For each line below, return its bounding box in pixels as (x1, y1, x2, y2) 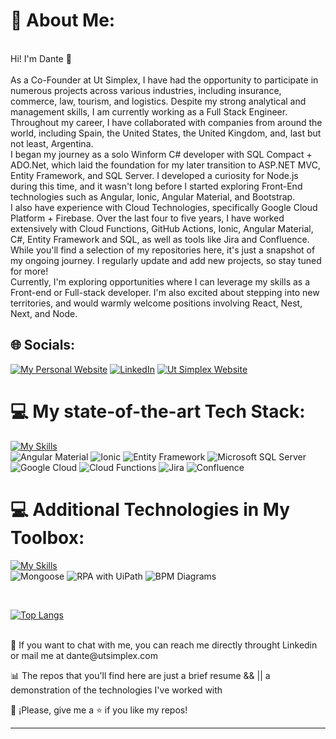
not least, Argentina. (10, 137, 94, 149)
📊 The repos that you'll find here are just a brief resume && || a (10, 669, 271, 681)
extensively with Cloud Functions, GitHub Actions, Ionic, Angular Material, (10, 222, 314, 234)
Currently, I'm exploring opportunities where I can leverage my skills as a (10, 275, 311, 288)
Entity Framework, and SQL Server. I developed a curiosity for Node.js (10, 169, 299, 181)
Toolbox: (10, 526, 85, 549)
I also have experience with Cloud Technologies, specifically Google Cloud (10, 201, 318, 213)
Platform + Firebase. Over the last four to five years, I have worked (10, 212, 285, 224)
